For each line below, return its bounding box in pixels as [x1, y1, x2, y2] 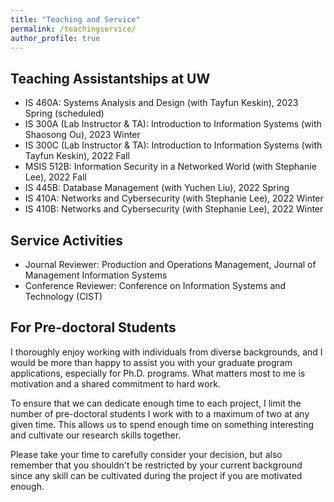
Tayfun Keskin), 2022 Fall [24, 150, 130, 162]
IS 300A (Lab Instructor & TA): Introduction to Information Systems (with [24, 118, 322, 130]
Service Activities [10, 232, 124, 249]
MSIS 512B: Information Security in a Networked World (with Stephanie [24, 161, 317, 173]
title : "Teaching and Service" [10, 14, 141, 25]
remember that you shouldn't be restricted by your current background [10, 459, 303, 471]
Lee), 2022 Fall [24, 171, 87, 183]
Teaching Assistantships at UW [10, 70, 211, 87]
